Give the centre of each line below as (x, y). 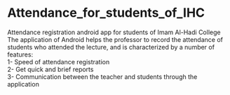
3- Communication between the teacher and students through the (102, 76)
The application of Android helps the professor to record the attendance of (115, 39)
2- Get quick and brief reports (50, 69)
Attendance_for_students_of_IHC (106, 13)
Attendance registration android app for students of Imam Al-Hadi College (114, 32)
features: (20, 54)
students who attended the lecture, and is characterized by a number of (111, 47)
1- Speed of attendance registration (59, 61)
